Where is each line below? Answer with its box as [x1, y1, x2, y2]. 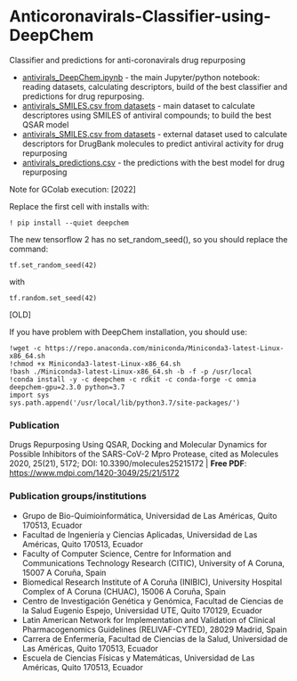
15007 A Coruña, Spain [21, 567, 107, 578]
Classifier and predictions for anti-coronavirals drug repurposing [9, 54, 246, 65]
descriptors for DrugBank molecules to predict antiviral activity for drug [21, 138, 285, 149]
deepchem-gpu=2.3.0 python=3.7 [9, 382, 125, 391]
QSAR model [21, 119, 69, 130]
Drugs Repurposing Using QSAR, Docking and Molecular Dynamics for [9, 439, 268, 450]
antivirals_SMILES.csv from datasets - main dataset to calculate [21, 100, 255, 111]
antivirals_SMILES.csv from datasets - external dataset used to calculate [21, 128, 287, 139]
